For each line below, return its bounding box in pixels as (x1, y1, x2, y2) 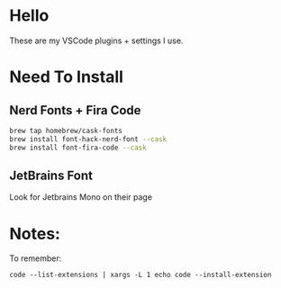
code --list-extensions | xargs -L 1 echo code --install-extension (9, 271, 272, 280)
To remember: (9, 253, 62, 264)
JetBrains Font (9, 167, 93, 183)
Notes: (9, 223, 61, 244)
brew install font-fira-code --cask (9, 143, 147, 152)
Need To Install (9, 67, 124, 87)
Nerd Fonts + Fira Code (9, 103, 141, 118)
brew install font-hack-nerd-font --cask (9, 134, 168, 144)
